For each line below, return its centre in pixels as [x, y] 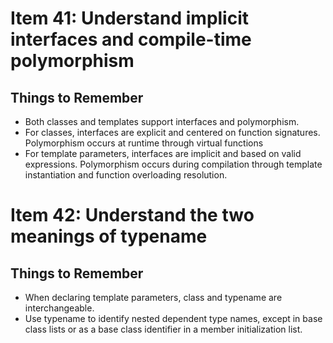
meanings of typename [109, 236]
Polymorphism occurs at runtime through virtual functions [144, 143]
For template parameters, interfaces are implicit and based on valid [163, 153]
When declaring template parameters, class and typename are [153, 297]
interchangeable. [59, 308]
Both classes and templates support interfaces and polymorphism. [162, 121]
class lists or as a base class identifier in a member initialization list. [163, 329]
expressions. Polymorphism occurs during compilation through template [173, 164]
